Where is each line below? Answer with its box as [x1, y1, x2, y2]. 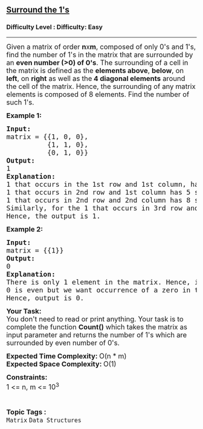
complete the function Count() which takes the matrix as [6, 323, 188, 331]
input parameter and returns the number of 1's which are [6, 331, 187, 339]
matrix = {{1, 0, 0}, [6, 132, 89, 141]
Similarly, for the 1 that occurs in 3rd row [6, 204, 182, 212]
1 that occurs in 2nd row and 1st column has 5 [6, 187, 191, 196]
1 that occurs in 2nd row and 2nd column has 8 [6, 196, 191, 204]
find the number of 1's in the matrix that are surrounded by [6, 50, 193, 59]
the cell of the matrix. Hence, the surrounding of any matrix [6, 82, 196, 91]
